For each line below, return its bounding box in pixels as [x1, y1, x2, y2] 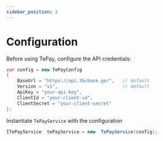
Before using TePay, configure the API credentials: [6, 55, 132, 62]
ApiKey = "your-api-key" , [17, 89, 83, 96]
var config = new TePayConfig [6, 67, 83, 73]
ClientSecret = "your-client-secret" [17, 100, 112, 107]
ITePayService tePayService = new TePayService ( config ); [6, 128, 158, 135]
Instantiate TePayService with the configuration [6, 117, 123, 124]
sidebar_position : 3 [6, 8, 59, 15]
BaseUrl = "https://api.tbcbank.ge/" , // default [17, 78, 150, 84]
